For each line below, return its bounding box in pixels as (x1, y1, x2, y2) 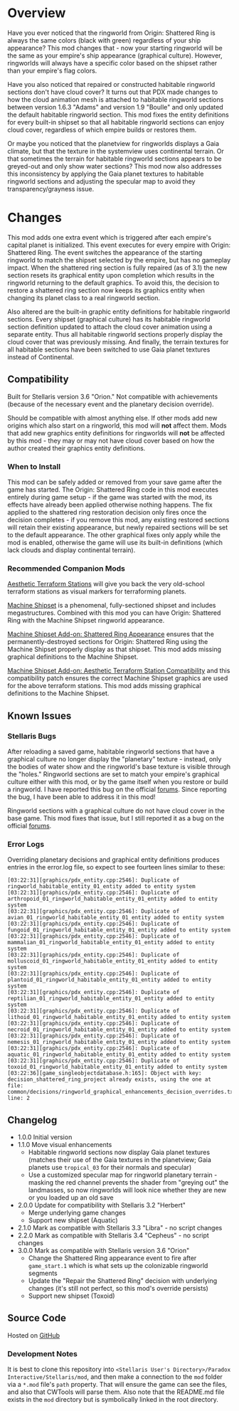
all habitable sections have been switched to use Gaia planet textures (7, 345, 211, 354)
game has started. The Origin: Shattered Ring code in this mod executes (7, 485, 219, 494)
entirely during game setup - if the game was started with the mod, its (7, 492, 212, 501)
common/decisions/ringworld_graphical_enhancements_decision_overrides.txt (7, 1089, 237, 1096)
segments (28, 1269, 58, 1278)
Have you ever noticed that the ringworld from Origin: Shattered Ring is (7, 28, 216, 37)
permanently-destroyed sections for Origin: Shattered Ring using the (7, 638, 208, 646)
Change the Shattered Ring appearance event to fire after (28, 1254, 197, 1262)
